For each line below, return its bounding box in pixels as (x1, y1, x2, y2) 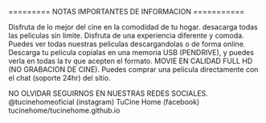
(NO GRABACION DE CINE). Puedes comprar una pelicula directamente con (8, 65, 259, 74)
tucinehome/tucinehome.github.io (8, 105, 121, 115)
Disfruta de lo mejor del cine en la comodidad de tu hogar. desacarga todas (8, 22, 259, 31)
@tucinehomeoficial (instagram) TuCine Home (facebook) (8, 97, 200, 106)
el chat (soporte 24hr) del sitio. (8, 73, 111, 82)
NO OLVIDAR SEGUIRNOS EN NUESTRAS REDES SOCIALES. (8, 89, 209, 98)
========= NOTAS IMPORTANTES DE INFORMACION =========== (8, 7, 245, 16)
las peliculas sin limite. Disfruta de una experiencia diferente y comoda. (8, 31, 244, 40)
